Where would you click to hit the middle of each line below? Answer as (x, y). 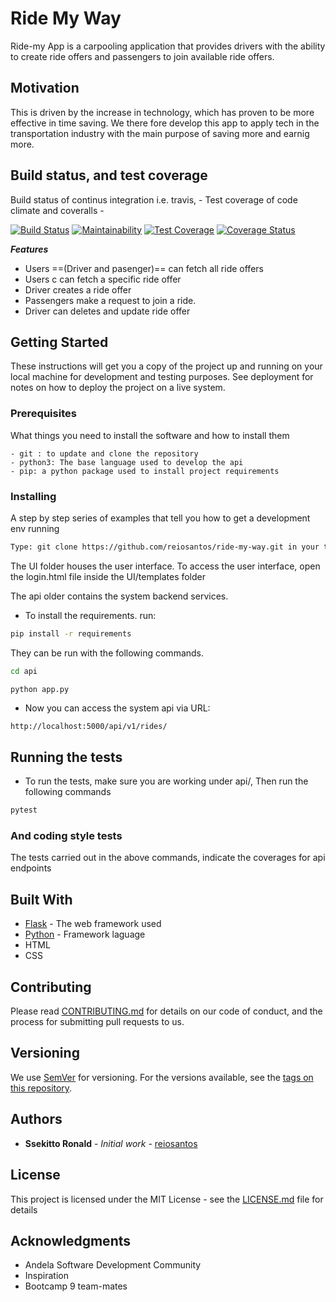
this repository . (41, 1088)
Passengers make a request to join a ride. (110, 300)
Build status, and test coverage (109, 175)
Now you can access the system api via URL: (117, 708)
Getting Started (59, 342)
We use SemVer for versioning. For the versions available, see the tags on (162, 1077)
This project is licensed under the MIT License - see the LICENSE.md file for (167, 1199)
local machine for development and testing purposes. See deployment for (162, 377)
